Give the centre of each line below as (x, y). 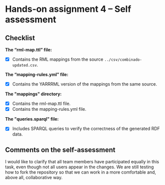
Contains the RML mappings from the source (58, 59)
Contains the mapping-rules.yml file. (49, 109)
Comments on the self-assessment (60, 150)
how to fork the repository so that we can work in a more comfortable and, (81, 172)
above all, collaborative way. (34, 178)
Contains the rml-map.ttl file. (41, 104)
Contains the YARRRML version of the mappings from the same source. (85, 84)
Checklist (20, 38)
